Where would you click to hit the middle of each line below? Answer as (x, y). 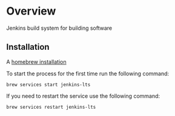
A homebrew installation (36, 61)
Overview (31, 11)
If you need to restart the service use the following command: (83, 96)
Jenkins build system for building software (59, 28)
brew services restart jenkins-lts (51, 107)
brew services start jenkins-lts (48, 84)
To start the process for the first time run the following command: (88, 73)
